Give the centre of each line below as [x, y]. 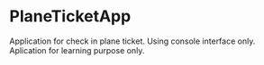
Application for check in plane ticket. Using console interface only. [132, 41]
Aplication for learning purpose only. [77, 50]
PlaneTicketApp [70, 16]
